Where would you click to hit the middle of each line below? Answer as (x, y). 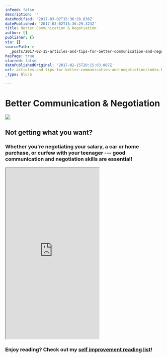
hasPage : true (20, 56)
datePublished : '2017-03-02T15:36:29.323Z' (51, 24)
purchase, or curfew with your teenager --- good (65, 153)
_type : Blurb (19, 75)
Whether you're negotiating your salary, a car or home (72, 147)
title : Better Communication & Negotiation (51, 28)
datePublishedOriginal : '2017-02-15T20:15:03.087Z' (60, 65)
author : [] (16, 33)
